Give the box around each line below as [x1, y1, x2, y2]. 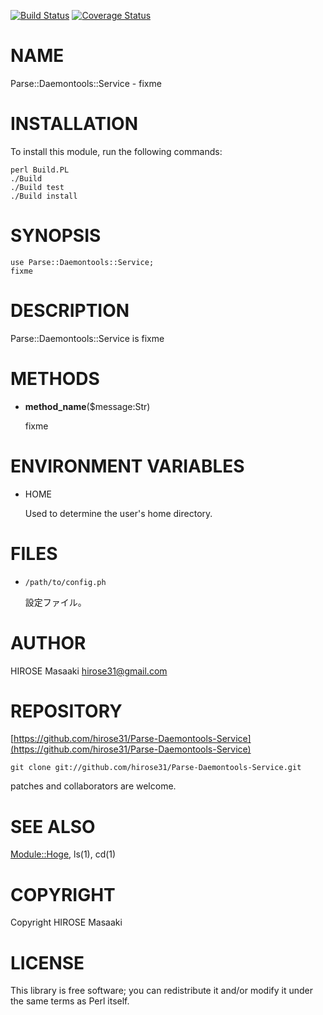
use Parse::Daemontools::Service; [10, 257, 155, 267]
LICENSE [10, 951, 85, 974]
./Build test [10, 182, 65, 192]
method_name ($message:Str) [24, 400, 151, 412]
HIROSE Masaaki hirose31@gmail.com [10, 665, 168, 677]
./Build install [10, 191, 78, 201]
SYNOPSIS [10, 225, 102, 247]
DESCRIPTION [10, 300, 130, 322]
